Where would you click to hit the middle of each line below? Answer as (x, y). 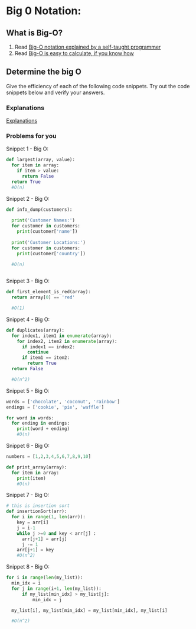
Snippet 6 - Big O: (28, 446)
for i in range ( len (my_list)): (45, 578)
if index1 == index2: (48, 347)
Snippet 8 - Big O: (28, 567)
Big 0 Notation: (44, 11)
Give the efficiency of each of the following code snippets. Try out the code (98, 86)
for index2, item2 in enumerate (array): (67, 341)
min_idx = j (47, 599)
